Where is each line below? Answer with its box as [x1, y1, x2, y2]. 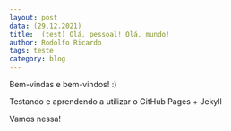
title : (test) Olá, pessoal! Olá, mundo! [9, 29, 170, 38]
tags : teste [9, 46, 54, 55]
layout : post [9, 12, 58, 22]
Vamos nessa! [9, 113, 61, 124]
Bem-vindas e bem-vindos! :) [9, 79, 117, 89]
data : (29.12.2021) [9, 21, 82, 30]
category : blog [9, 54, 66, 63]
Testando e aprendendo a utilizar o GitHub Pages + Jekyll [9, 96, 222, 107]
